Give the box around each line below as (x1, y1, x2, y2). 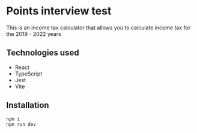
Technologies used (6, 48, 79, 58)
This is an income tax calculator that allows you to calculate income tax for (6, 24, 191, 31)
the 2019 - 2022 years (6, 30, 61, 37)
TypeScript (14, 70, 43, 77)
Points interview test (6, 4, 112, 18)
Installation (6, 100, 49, 110)
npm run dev (6, 122, 36, 128)
